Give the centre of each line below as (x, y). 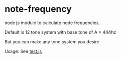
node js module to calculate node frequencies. (52, 23)
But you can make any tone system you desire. (53, 42)
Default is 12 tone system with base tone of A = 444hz (60, 32)
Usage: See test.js (23, 51)
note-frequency (38, 9)
